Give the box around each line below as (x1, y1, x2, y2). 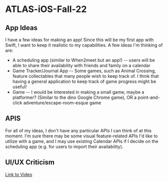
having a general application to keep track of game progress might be (12, 79, 156, 84)
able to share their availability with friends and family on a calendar (12, 63, 151, 68)
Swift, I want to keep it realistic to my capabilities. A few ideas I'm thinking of (5, 42, 163, 48)
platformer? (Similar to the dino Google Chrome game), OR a (12, 94, 137, 100)
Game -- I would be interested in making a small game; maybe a (12, 89, 144, 95)
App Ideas (5, 24, 37, 32)
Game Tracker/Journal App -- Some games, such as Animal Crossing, (12, 68, 156, 74)
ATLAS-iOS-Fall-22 (5, 4, 87, 15)
